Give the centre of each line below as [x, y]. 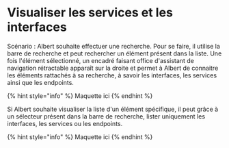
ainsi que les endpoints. [40, 82]
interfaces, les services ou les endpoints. [65, 123]
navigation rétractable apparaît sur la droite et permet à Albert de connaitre [113, 68]
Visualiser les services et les [90, 13]
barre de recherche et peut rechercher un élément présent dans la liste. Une [114, 53]
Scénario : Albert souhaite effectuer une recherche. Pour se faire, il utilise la [114, 46]
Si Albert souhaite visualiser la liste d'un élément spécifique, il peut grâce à [113, 109]
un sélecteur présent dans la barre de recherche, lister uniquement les [106, 116]
